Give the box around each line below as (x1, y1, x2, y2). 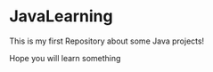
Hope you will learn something (9, 52, 121, 63)
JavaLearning (9, 6, 113, 27)
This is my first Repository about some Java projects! (9, 36, 205, 46)
